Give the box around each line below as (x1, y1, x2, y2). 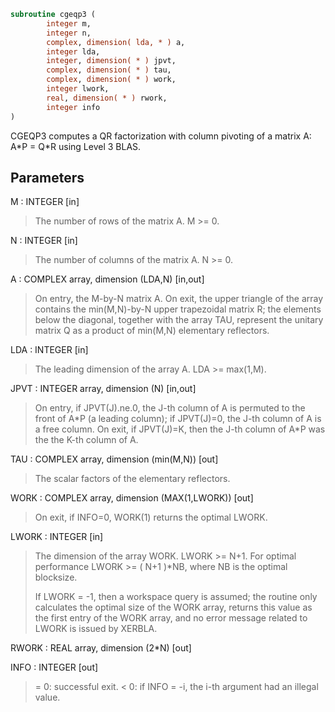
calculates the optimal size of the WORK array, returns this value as (34, 601, 313, 614)
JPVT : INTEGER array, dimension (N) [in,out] (10, 383, 197, 395)
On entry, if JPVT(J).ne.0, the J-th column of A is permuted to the (34, 402, 306, 414)
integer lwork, (46, 84, 110, 94)
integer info (46, 102, 101, 112)
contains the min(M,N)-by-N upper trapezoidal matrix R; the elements (34, 303, 322, 315)
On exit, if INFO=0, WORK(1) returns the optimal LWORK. (34, 511, 268, 524)
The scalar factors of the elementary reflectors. (34, 473, 231, 485)
